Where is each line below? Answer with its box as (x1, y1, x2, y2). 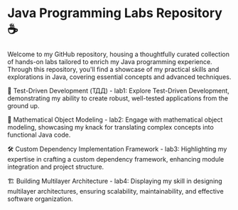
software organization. (7, 194, 73, 203)
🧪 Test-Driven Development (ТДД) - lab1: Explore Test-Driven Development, (7, 86, 229, 95)
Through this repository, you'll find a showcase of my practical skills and (7, 65, 220, 73)
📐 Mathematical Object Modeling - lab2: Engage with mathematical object (7, 115, 223, 124)
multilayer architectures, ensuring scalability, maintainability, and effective (7, 187, 224, 195)
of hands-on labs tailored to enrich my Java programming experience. (7, 57, 212, 65)
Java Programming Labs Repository (7, 5, 222, 21)
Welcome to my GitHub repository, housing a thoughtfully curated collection (7, 50, 229, 58)
